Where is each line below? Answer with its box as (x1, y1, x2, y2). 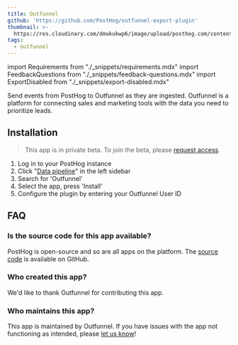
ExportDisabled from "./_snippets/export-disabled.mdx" (7, 78, 169, 86)
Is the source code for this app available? (7, 231, 152, 241)
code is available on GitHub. (7, 255, 90, 263)
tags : (7, 37, 23, 44)
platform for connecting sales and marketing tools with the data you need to (7, 99, 229, 107)
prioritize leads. (7, 107, 53, 115)
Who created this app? (7, 272, 87, 282)
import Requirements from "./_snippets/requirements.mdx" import (7, 63, 199, 71)
